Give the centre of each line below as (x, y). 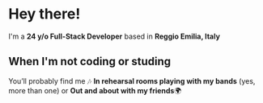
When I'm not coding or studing (90, 62)
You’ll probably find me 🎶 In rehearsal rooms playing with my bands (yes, (132, 80)
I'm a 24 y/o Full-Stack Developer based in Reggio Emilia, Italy (115, 36)
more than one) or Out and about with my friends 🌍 (95, 90)
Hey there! (45, 14)
